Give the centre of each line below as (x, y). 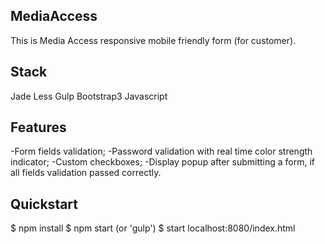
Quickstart (44, 204)
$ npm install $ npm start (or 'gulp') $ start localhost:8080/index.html (153, 228)
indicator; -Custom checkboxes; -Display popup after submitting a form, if (163, 162)
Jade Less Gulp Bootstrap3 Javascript (89, 96)
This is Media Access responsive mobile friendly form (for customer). (153, 40)
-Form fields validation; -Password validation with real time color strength (161, 151)
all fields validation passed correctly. (86, 173)
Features (38, 127)
